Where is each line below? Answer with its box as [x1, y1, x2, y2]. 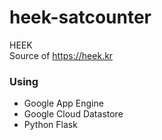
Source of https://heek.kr [9, 49, 114, 61]
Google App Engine [23, 97, 104, 110]
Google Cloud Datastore [23, 108, 124, 120]
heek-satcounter [9, 6, 152, 29]
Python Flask [23, 119, 78, 131]
